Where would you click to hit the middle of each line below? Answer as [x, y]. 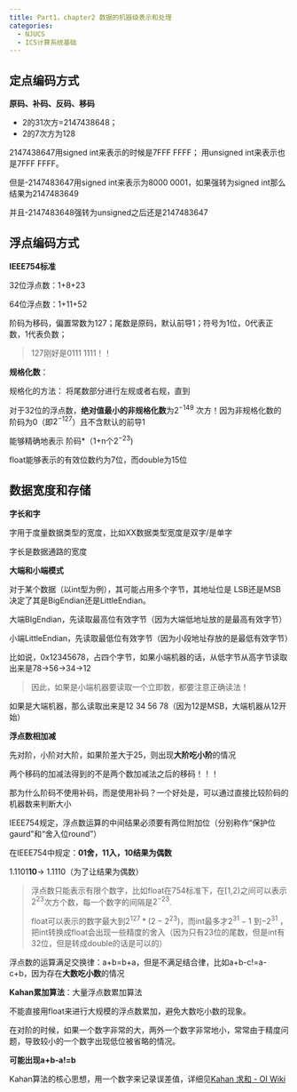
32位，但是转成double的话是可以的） [99, 943]
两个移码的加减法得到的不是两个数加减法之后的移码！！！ [114, 774]
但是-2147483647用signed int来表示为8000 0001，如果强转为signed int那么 [148, 182]
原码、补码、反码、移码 [52, 104]
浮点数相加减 [32, 735]
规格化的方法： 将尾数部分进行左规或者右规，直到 [100, 390]
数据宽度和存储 [50, 490]
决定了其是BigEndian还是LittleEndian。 [80, 600]
